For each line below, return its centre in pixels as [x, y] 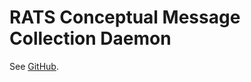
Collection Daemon [90, 38]
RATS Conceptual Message [125, 17]
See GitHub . [34, 66]
